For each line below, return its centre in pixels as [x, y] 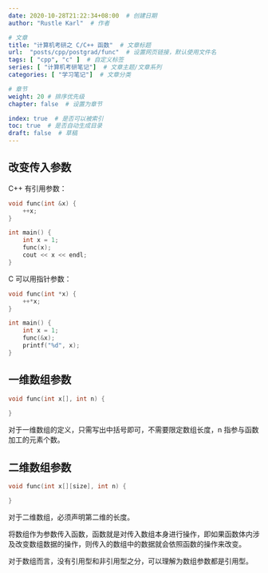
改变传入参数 [40, 167]
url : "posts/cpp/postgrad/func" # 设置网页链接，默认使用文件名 [112, 53]
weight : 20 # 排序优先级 [47, 97]
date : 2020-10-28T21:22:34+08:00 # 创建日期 [83, 16]
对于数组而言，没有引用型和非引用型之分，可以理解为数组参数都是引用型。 [130, 561]
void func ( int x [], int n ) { [57, 399]
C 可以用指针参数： [40, 279]
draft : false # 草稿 [43, 133]
